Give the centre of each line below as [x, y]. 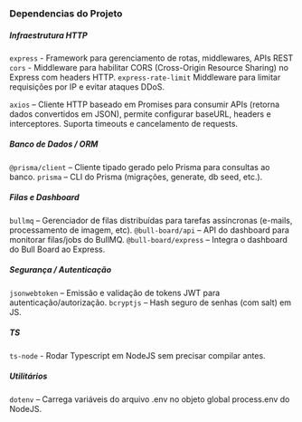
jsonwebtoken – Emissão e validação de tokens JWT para [115, 293]
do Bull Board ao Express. [57, 249]
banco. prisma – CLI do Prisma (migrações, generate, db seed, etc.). [136, 177]
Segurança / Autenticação [60, 270]
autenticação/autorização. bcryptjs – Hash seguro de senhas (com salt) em [151, 302]
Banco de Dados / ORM [54, 144]
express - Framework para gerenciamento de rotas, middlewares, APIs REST [151, 58]
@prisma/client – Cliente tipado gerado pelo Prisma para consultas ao [140, 167]
